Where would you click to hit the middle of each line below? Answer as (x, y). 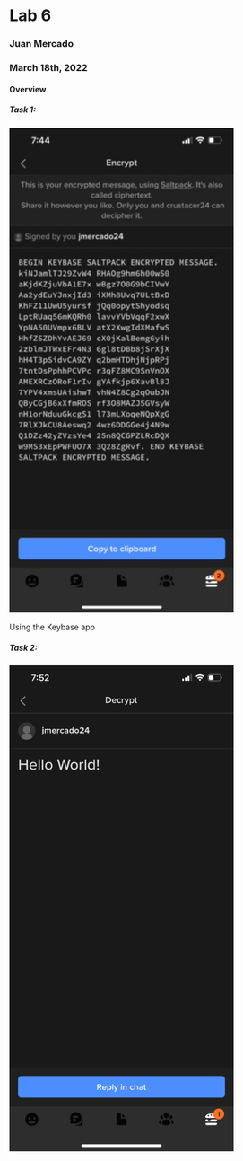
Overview (28, 89)
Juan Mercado (42, 44)
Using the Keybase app (52, 627)
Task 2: (23, 648)
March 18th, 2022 (48, 68)
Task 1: (23, 110)
